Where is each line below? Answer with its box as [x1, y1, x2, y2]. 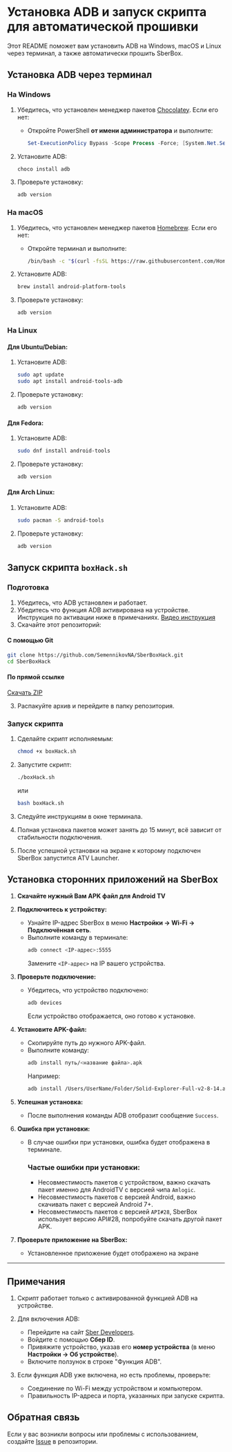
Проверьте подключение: [17, 972, 97, 981]
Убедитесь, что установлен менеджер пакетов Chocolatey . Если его [17, 105, 219, 114]
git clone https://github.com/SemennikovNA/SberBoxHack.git [7, 651, 184, 659]
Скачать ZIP [7, 688, 43, 697]
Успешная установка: [17, 1097, 84, 1106]
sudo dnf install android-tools [17, 447, 110, 455]
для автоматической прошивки [7, 19, 199, 35]
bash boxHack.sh [17, 800, 64, 807]
